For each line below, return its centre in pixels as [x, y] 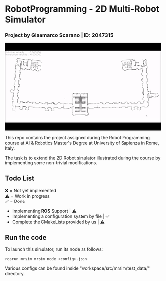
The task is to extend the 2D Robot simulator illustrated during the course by [83, 158]
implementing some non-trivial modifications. [51, 163]
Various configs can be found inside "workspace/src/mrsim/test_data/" [77, 268]
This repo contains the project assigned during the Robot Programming [77, 137]
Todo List [20, 179]
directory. [15, 274]
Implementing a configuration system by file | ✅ [61, 216]
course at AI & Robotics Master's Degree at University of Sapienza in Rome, [82, 143]
